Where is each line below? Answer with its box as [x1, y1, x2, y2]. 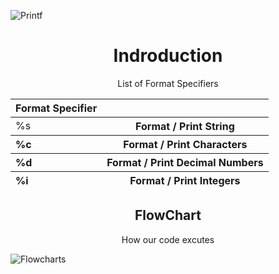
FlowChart [134, 207, 202, 224]
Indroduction [113, 45, 223, 67]
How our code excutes [121, 233, 215, 245]
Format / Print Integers [129, 173, 241, 187]
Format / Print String [135, 119, 235, 133]
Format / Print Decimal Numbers [106, 155, 264, 169]
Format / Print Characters [123, 137, 248, 151]
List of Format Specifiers [117, 77, 219, 89]
